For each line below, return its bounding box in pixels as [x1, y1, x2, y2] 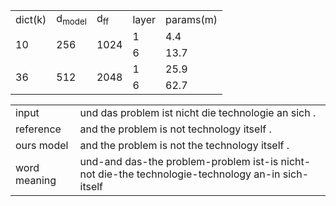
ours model [15, 139, 69, 153]
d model [56, 12, 87, 28]
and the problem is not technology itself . [79, 122, 272, 136]
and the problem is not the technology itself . [79, 139, 290, 153]
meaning [15, 174, 57, 188]
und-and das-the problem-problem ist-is [79, 155, 279, 169]
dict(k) [15, 12, 47, 26]
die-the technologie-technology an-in [98, 167, 281, 181]
